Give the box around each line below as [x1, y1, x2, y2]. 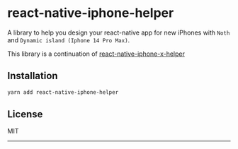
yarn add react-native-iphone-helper [7, 88, 119, 96]
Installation [7, 70, 58, 82]
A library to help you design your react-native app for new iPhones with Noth [7, 28, 230, 37]
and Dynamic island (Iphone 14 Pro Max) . [7, 35, 130, 44]
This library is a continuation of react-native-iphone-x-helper [7, 49, 186, 58]
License [7, 108, 43, 121]
